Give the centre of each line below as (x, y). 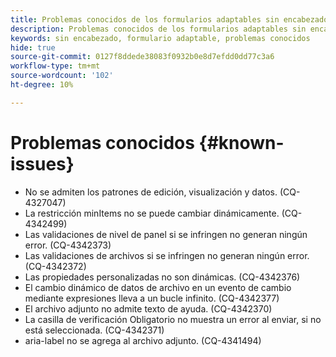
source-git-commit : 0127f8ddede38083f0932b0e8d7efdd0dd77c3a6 (142, 57)
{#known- (241, 142)
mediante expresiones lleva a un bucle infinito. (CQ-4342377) (152, 298)
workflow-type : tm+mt (55, 66)
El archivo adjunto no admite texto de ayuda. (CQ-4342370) (148, 308)
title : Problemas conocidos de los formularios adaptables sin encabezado (169, 19)
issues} (42, 163)
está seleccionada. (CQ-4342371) (94, 330)
